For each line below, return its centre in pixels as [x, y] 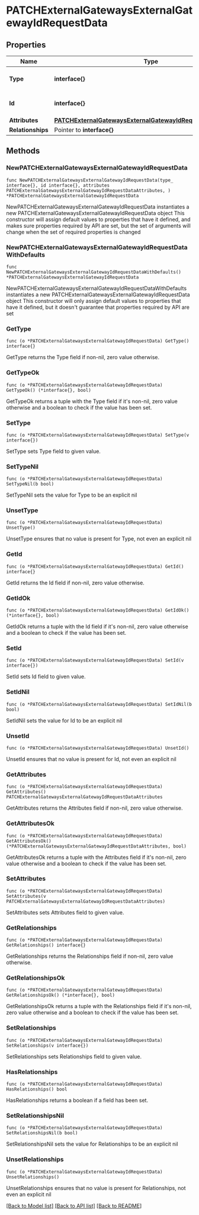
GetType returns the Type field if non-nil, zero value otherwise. [83, 357]
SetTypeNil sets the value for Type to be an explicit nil [72, 495]
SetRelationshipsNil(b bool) [42, 1133]
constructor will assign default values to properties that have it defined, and [98, 219]
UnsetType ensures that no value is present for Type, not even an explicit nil [99, 539]
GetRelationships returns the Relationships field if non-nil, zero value [90, 956]
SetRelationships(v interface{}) [47, 1045]
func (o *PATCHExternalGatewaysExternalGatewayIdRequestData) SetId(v [95, 661]
